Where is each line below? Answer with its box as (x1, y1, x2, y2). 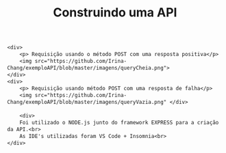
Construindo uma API (53, 5, 177, 20)
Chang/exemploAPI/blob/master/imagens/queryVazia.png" (7, 99, 167, 106)
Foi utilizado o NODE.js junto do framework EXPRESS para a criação (19, 120, 219, 126)
